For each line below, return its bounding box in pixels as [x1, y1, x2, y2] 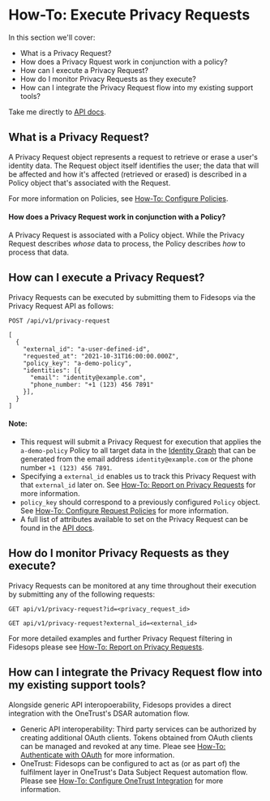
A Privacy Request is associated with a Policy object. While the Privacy [8, 229, 245, 240]
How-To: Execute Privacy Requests [8, 6, 251, 24]
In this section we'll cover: [8, 32, 96, 42]
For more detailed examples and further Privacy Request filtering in [8, 633, 233, 643]
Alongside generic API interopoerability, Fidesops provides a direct [8, 700, 232, 709]
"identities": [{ [23, 366, 82, 375]
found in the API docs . [19, 523, 95, 533]
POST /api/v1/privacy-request [8, 316, 111, 325]
